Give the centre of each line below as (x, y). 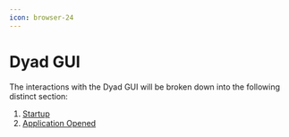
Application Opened (59, 123)
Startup (36, 114)
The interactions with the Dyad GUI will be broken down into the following (144, 87)
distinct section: (39, 96)
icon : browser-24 (42, 17)
